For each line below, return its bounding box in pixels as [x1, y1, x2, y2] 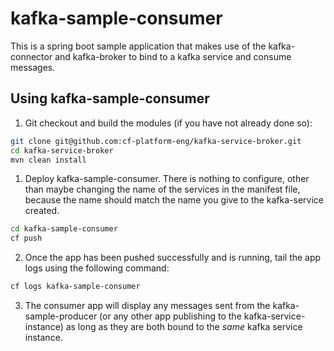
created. [24, 205, 60, 217]
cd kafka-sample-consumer [10, 224, 118, 234]
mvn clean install [10, 155, 87, 165]
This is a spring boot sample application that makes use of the [10, 40, 267, 52]
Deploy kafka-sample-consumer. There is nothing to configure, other [24, 173, 310, 185]
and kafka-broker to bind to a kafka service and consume [54, 50, 292, 62]
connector [10, 50, 53, 62]
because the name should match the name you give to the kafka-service [24, 194, 325, 206]
